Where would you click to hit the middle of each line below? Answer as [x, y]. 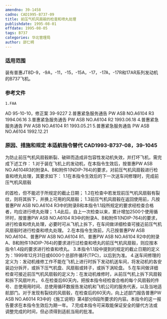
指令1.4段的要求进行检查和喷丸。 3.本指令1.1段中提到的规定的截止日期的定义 [83, 249]
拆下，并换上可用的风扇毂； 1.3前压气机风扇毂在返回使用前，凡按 [93, 199]
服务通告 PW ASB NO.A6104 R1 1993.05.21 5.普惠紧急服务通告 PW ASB [77, 126]
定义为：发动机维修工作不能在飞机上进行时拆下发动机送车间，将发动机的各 [81, 261]
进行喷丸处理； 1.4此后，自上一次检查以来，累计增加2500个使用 [88, 211]
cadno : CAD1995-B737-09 [30, 14]
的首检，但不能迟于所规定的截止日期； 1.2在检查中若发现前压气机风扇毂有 [81, 193]
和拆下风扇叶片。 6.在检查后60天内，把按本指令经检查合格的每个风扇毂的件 [82, 280]
